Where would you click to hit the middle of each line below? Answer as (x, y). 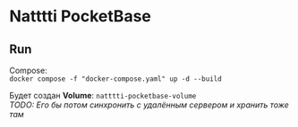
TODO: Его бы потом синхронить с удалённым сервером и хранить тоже (149, 105)
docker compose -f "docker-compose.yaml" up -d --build (115, 79)
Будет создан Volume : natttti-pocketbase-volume (103, 95)
